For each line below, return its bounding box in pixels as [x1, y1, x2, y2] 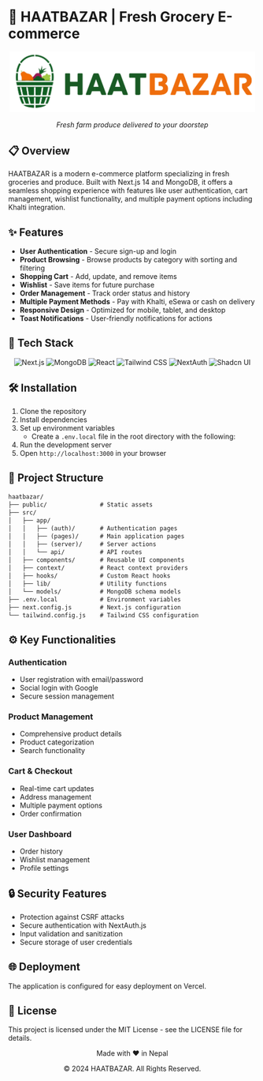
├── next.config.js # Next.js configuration [8, 604, 181, 612]
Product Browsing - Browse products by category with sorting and [19, 254, 238, 264]
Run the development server [19, 439, 113, 450]
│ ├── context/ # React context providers [8, 564, 189, 572]
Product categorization [19, 737, 94, 747]
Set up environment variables [19, 423, 116, 432]
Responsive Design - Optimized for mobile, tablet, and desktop [19, 305, 226, 315]
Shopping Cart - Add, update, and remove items [19, 271, 177, 281]
